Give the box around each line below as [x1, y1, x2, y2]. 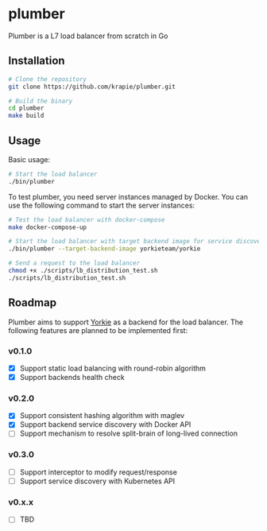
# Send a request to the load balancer [8, 259, 141, 267]
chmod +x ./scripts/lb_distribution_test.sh [8, 267, 158, 275]
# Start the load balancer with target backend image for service [8, 238, 233, 246]
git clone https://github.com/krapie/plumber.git [8, 83, 176, 91]
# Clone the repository [8, 75, 87, 83]
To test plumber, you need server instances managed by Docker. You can [8, 192, 249, 201]
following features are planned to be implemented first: [8, 325, 188, 335]
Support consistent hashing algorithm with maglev [19, 411, 185, 421]
